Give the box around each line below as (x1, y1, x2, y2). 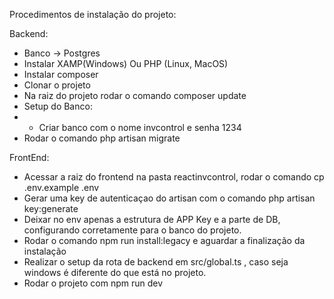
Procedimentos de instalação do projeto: (9, 9, 177, 20)
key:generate (23, 203, 79, 214)
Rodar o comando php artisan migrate (23, 132, 181, 144)
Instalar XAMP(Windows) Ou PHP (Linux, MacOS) (23, 58, 229, 69)
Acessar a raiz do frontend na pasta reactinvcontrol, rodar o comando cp (23, 171, 325, 183)
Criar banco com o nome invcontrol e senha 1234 (38, 122, 242, 133)
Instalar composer (23, 69, 99, 80)
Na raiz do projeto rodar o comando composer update (23, 90, 247, 101)
